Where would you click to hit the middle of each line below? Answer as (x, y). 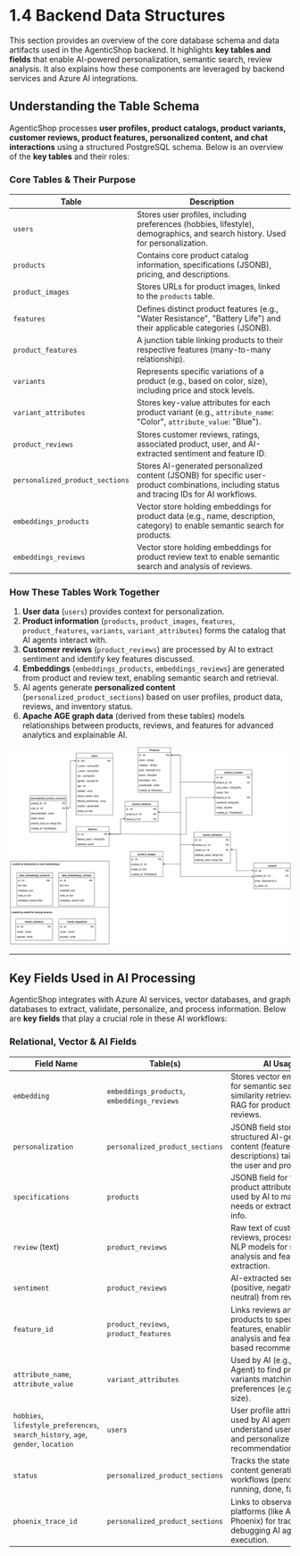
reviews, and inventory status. (78, 707)
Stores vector (255, 1076)
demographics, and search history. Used (212, 233)
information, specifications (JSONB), (204, 265)
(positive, (248, 1288)
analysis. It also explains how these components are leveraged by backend (147, 69)
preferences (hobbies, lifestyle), (196, 223)
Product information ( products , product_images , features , (129, 621)
